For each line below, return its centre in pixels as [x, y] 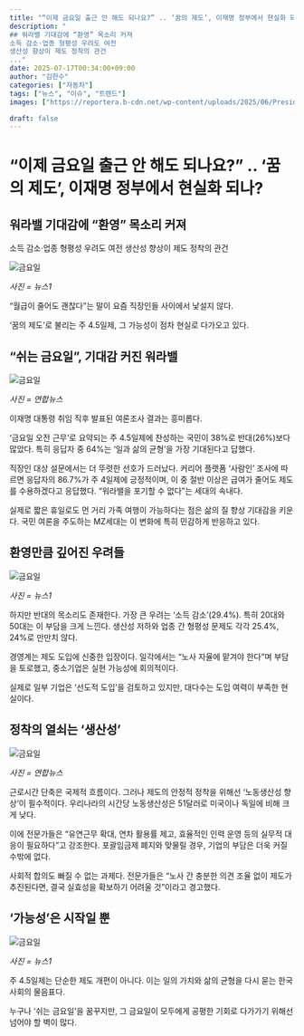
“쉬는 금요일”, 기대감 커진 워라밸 [94, 356]
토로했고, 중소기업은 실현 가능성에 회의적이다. [99, 667]
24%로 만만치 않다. [44, 637]
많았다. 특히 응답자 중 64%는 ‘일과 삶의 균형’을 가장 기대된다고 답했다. [132, 449]
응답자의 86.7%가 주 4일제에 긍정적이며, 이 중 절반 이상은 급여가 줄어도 [152, 480]
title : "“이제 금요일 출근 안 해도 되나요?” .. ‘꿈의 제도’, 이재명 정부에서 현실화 [148, 18]
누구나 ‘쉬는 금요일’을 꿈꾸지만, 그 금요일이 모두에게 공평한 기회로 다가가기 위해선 [152, 1011]
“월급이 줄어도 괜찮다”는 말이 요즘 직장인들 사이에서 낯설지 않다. [121, 306]
